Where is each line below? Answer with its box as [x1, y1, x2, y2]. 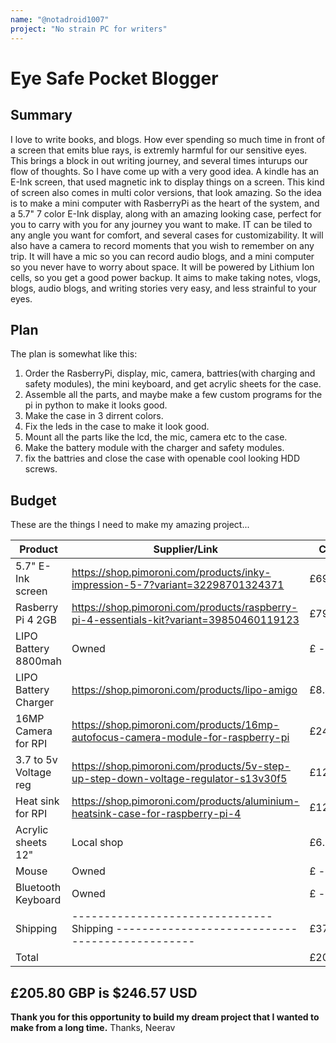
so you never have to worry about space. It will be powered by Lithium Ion [10, 261, 315, 273]
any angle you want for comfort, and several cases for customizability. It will [10, 229, 324, 241]
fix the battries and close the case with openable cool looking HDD [24, 452, 301, 465]
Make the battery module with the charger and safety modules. [24, 442, 285, 454]
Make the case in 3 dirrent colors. [24, 410, 164, 422]
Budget [10, 492, 57, 509]
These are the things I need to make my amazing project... [10, 519, 250, 531]
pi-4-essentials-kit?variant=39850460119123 [71, 613, 300, 627]
